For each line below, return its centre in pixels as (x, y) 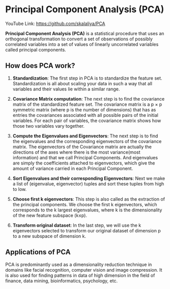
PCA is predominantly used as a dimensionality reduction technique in (79, 264)
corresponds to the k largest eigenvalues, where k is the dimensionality (87, 210)
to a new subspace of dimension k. (49, 236)
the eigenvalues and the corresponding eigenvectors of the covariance (87, 141)
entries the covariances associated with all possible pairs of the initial (86, 115)
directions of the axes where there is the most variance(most (76, 152)
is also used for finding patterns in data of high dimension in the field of (80, 275)
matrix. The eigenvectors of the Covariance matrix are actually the (82, 147)
